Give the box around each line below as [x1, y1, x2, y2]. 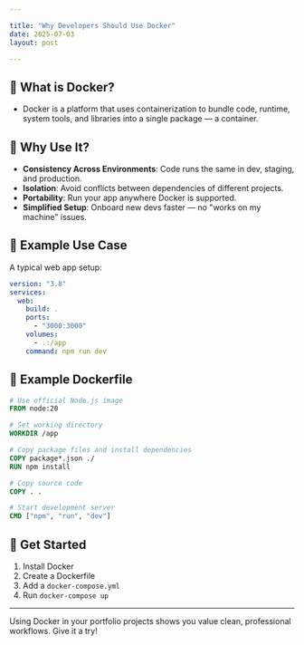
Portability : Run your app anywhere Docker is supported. [22, 192, 237, 203]
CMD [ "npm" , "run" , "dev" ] [9, 512, 111, 521]
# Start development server [9, 504, 116, 513]
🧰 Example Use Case [9, 237, 128, 254]
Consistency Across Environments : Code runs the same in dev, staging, [22, 164, 295, 174]
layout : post [9, 38, 59, 47]
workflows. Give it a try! [9, 625, 98, 636]
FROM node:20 [9, 404, 59, 413]
